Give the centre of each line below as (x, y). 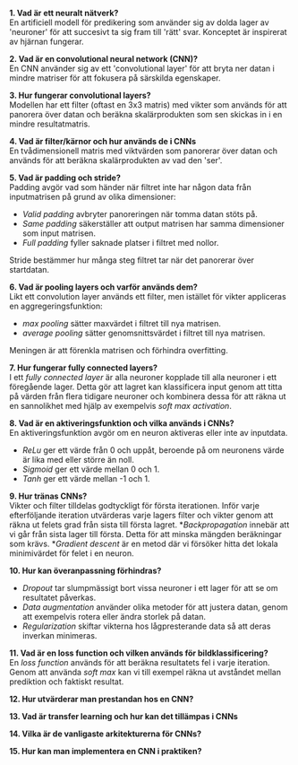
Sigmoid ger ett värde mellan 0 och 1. (91, 469)
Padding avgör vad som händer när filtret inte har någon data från (131, 187)
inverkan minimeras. (60, 635)
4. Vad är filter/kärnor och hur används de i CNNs (103, 141)
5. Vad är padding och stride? (65, 178)
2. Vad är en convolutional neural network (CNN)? (104, 59)
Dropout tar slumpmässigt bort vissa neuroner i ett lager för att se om (150, 588)
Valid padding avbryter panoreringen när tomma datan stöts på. (140, 214)
